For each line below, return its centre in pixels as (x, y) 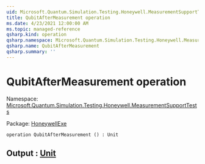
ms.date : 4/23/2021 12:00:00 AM (47, 23)
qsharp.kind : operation (37, 35)
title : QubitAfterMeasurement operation (59, 18)
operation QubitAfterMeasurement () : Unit (63, 135)
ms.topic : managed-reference (43, 29)
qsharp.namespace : (30, 40)
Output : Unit (31, 153)
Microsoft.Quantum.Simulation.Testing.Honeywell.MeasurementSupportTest (102, 105)
